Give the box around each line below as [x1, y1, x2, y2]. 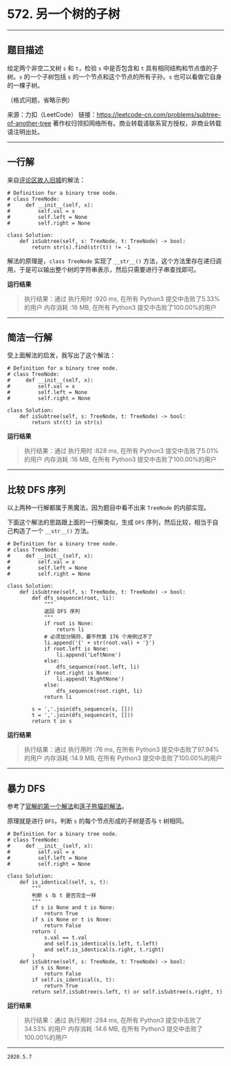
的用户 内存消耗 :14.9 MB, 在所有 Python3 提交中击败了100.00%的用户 [23, 754, 222, 762]
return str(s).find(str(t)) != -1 [32, 244, 131, 251]
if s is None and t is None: [32, 904, 115, 911]
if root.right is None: [43, 669, 112, 677]
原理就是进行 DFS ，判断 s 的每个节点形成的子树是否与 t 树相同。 [7, 817, 188, 825]
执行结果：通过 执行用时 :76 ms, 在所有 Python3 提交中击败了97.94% [23, 745, 219, 754]
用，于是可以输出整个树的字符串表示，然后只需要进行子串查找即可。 [7, 265, 200, 273]
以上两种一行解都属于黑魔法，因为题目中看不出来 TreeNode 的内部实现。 [7, 503, 210, 512]
